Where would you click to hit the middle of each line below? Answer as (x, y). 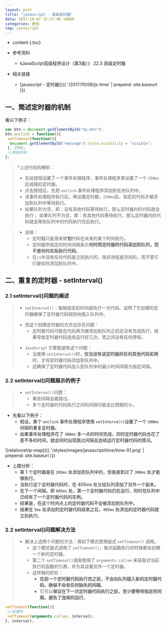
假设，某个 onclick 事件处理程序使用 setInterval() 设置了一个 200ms (89, 422)
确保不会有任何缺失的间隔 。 (77, 585)
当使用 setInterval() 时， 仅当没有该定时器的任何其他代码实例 (95, 354)
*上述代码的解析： (36, 167)
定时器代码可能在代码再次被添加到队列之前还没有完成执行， (93, 331)
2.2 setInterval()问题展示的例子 (43, 380)
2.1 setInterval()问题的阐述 (37, 296)
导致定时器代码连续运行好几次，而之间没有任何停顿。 (91, 337)
